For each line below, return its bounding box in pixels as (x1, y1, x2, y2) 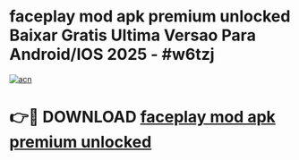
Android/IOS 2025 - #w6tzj (9, 45, 215, 64)
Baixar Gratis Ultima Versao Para (9, 25, 257, 46)
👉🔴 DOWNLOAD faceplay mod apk (9, 107, 276, 127)
